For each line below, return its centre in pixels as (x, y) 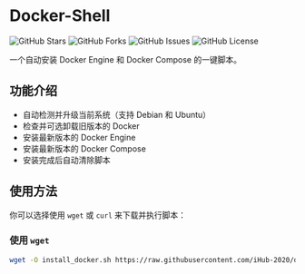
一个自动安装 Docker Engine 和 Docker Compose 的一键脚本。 (126, 59)
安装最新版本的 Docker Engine (79, 137)
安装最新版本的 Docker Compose (84, 148)
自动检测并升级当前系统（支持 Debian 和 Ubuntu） (117, 114)
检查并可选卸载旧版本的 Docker (81, 126)
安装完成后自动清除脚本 (66, 160)
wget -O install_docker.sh (60, 259)
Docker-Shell (60, 16)
